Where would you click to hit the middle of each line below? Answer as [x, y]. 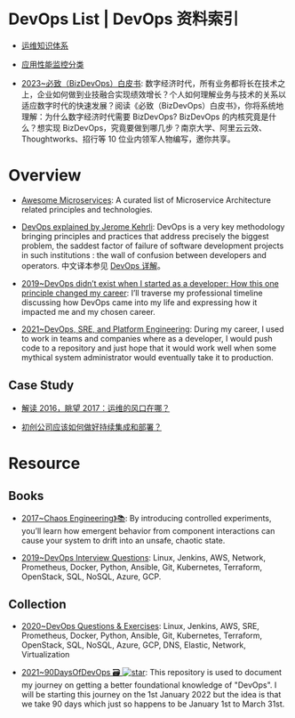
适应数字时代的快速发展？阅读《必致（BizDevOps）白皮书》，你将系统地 [152, 105]
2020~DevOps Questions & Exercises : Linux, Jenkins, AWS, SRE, [140, 625]
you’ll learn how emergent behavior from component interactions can [148, 530]
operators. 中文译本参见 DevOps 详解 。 [93, 265]
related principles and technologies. [87, 209]
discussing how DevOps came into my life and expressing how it [139, 302]
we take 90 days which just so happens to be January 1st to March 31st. [153, 704]
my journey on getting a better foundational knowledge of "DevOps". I [149, 685]
